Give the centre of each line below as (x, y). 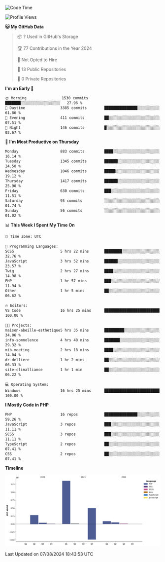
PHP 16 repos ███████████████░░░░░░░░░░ (82, 414)
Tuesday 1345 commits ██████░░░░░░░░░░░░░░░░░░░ (82, 161)
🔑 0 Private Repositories (42, 79)
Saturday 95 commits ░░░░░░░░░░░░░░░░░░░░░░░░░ (82, 201)
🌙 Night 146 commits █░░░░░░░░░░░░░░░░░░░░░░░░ (82, 128)
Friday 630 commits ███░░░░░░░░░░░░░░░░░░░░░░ (82, 191)
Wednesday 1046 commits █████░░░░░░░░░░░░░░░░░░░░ (82, 171)
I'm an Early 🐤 (19, 88)
